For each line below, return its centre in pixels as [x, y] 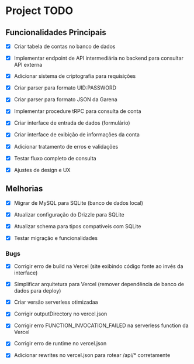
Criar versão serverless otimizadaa [56, 302]
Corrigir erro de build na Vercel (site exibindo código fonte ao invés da [98, 266]
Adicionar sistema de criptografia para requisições [75, 76]
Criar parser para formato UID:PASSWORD [65, 88]
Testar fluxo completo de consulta [55, 158]
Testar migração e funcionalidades [56, 238]
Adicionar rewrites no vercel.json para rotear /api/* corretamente [92, 355]
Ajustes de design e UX [42, 170]
